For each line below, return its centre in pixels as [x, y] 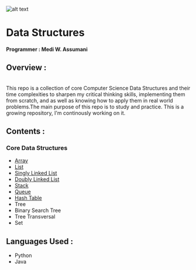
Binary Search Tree [38, 210]
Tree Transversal [35, 217]
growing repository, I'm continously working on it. [66, 113]
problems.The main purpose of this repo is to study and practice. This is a [95, 107]
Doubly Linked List [37, 179]
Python [23, 255]
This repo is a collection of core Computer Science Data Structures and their [98, 88]
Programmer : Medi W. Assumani [47, 49]
